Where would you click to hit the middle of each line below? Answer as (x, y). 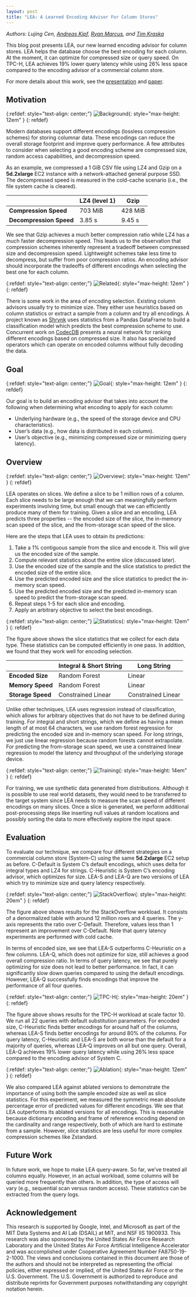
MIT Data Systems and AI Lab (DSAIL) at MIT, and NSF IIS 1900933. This (93, 1233)
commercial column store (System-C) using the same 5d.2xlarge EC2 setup (98, 858)
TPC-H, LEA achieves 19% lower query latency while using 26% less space (97, 64)
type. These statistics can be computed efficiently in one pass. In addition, (96, 645)
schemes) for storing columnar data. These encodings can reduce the (90, 138)
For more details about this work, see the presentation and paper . (85, 81)
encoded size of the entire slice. (53, 572)
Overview (24, 462)
